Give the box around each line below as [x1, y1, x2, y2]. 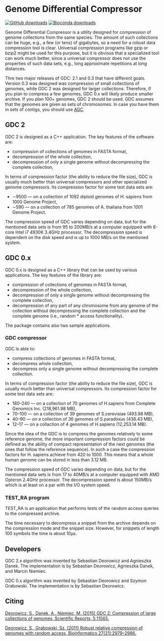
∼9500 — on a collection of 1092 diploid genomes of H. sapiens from [12, 193, 153, 199]
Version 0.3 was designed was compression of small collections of [5, 80, 140, 86]
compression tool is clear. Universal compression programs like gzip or [5, 45, 148, 51]
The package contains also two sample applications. [5, 322, 111, 328]
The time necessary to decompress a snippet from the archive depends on [5, 520, 156, 526]
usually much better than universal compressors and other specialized [5, 179, 147, 185]
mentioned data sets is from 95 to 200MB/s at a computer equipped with [5, 224, 152, 230]
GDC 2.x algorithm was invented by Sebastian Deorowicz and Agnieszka [5, 558, 151, 563]
